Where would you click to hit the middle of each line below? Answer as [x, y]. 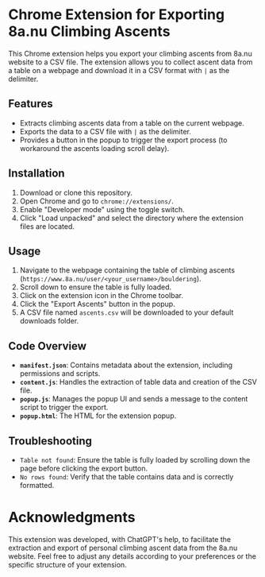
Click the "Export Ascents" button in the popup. [98, 304]
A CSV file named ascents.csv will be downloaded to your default [127, 312]
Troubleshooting [50, 441]
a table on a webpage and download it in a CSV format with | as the [119, 70]
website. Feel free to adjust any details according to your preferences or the [132, 556]
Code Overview [48, 346]
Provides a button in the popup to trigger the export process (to [123, 140]
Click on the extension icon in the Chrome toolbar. [102, 296]
